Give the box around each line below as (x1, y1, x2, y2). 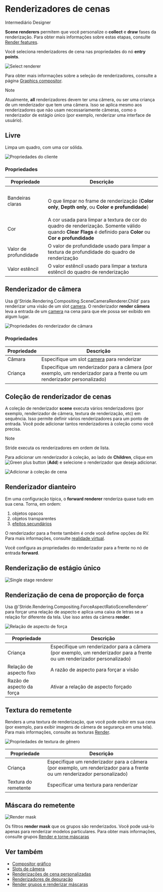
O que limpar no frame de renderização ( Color (48, 198, 154, 205)
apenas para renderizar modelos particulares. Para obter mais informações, (5, 829, 157, 835)
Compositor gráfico (12, 860, 51, 866)
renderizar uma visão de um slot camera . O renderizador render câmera (5, 303, 150, 309)
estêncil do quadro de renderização (48, 269, 130, 276)
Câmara (7, 356, 26, 363)
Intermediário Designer (5, 19, 51, 25)
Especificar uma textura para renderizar (47, 782, 138, 788)
